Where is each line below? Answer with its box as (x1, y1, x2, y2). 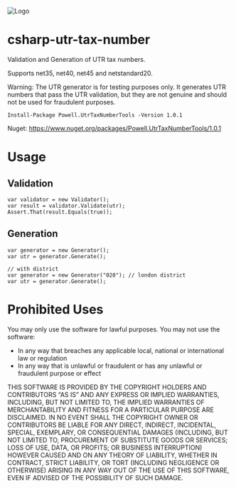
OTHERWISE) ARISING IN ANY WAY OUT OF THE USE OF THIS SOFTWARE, (7, 466, 230, 474)
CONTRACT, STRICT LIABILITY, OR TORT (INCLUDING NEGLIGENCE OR (7, 458, 220, 467)
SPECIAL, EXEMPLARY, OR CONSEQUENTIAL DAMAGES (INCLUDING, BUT (7, 428, 229, 437)
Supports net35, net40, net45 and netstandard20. (7, 68, 153, 78)
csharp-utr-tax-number (7, 32, 151, 48)
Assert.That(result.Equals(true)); (7, 208, 113, 216)
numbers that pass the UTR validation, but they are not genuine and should (7, 90, 227, 99)
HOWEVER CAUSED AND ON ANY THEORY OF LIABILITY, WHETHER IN (7, 450, 218, 459)
